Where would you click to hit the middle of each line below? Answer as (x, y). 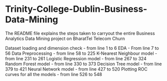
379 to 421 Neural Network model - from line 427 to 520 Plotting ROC (76, 69)
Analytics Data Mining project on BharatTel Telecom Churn (65, 39)
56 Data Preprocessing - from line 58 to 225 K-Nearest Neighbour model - (81, 53)
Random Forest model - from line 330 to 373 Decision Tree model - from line (83, 64)
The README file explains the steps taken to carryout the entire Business (80, 33)
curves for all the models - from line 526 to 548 (54, 74)
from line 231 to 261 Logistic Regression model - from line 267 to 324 (76, 58)
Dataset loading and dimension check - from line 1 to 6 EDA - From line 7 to (82, 48)
